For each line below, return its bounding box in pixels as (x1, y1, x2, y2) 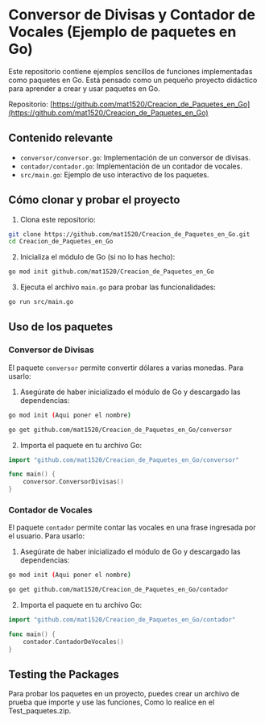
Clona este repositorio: (19, 214, 96, 224)
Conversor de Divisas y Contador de (8, 6, 256, 24)
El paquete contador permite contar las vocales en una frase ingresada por (8, 522, 256, 533)
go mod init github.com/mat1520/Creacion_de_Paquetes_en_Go (8, 268, 215, 276)
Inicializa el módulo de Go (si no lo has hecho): (19, 252, 176, 262)
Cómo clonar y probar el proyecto (8, 193, 180, 207)
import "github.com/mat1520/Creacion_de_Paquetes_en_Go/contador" (8, 616, 236, 624)
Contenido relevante (8, 131, 114, 145)
